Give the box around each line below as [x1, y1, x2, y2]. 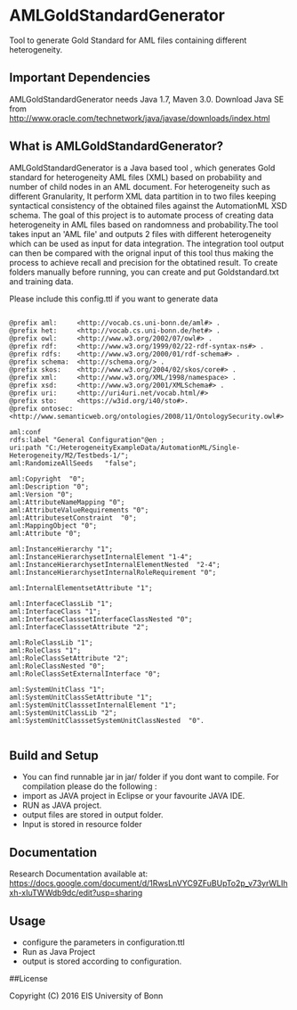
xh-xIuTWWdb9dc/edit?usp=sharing [9, 888, 143, 899]
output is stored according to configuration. [21, 956, 182, 966]
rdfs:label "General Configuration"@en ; [9, 435, 165, 444]
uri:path [9, 443, 42, 452]
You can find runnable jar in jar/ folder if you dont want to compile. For [21, 772, 279, 783]
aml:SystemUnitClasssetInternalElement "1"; [9, 701, 177, 710]
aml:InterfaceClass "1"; [9, 607, 101, 616]
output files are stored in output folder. [21, 809, 164, 820]
